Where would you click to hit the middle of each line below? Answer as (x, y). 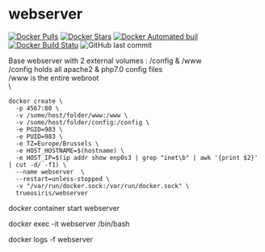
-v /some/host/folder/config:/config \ (83, 122)
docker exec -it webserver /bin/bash (69, 224)
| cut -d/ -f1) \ (38, 165)
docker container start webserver (64, 208)
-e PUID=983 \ (39, 136)
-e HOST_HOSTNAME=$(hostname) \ (70, 150)
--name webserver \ (50, 172)
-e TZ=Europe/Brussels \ (57, 143)
